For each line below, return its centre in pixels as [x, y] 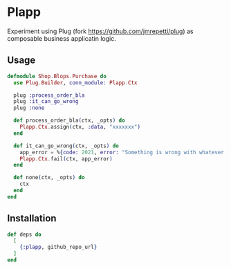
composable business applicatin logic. [62, 38]
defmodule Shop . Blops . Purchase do [57, 76]
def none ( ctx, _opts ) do [49, 178]
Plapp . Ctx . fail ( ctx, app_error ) [66, 159]
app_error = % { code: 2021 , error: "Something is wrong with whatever [122, 152]
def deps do [24, 234]
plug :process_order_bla [49, 95]
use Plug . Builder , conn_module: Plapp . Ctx [75, 83]
